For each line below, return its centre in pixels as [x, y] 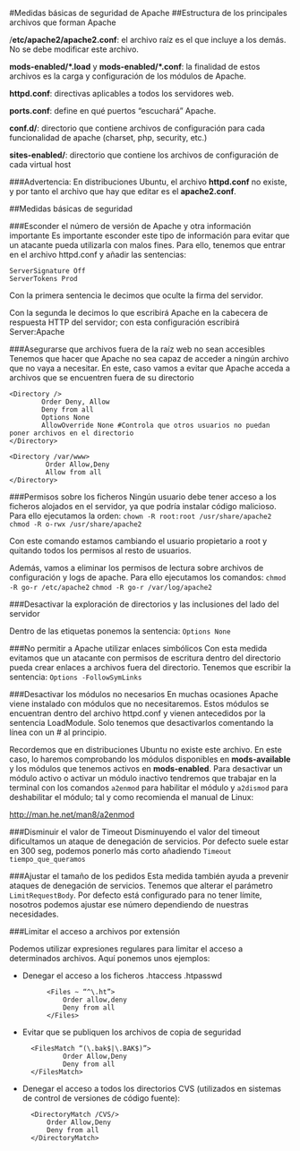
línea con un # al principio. [58, 732]
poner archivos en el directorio [72, 433]
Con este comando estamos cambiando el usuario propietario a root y [138, 541]
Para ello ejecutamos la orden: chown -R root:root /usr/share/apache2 [141, 516]
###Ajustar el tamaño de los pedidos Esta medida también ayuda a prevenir [149, 876]
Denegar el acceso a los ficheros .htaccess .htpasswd [122, 976]
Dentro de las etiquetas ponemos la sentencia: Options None [120, 631]
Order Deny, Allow [76, 402]
